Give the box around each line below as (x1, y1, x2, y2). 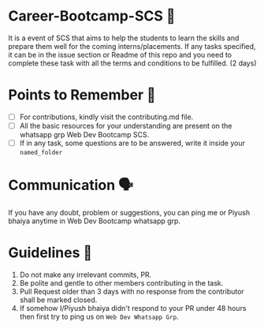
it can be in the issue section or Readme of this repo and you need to (8, 50, 232, 59)
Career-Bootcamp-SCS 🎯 (8, 7, 176, 25)
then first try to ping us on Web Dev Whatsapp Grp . (19, 312, 179, 321)
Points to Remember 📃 (8, 86, 156, 104)
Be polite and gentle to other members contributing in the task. (19, 278, 224, 287)
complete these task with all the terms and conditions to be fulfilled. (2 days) (8, 58, 257, 68)
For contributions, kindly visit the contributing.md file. (19, 112, 194, 122)
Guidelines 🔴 (8, 244, 93, 262)
